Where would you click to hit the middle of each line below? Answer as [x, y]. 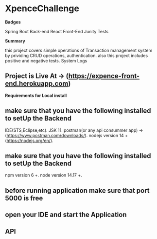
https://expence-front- [104, 76]
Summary [15, 41]
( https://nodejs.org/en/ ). [29, 140]
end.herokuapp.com [37, 84]
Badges [13, 22]
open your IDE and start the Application [66, 215]
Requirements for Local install [36, 95]
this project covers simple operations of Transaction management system [79, 50]
